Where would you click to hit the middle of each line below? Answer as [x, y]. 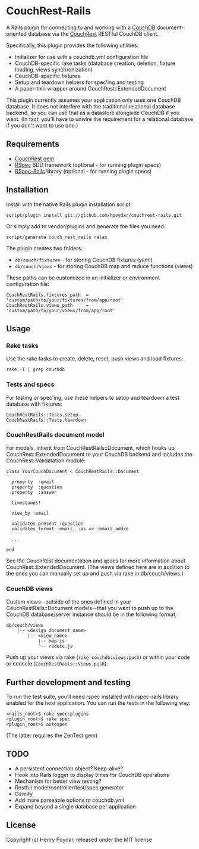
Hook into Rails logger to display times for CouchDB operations [92, 775]
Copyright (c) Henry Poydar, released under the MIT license [79, 839]
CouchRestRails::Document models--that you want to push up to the [90, 608]
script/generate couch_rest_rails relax [57, 237]
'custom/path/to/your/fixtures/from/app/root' [65, 300]
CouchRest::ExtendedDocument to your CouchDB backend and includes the [99, 454]
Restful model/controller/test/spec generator [69, 787]
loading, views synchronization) [54, 69]
